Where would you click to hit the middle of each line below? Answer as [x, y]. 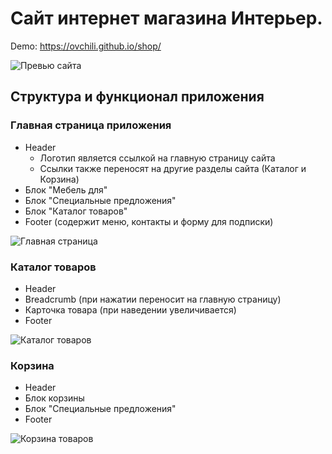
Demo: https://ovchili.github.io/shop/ [86, 46]
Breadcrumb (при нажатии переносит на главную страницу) [153, 299]
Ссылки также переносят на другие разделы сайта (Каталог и [173, 168]
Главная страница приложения [91, 125]
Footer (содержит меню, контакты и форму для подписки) [149, 221]
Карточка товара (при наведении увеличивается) [130, 309]
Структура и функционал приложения [137, 97]
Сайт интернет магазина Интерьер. [166, 18]
